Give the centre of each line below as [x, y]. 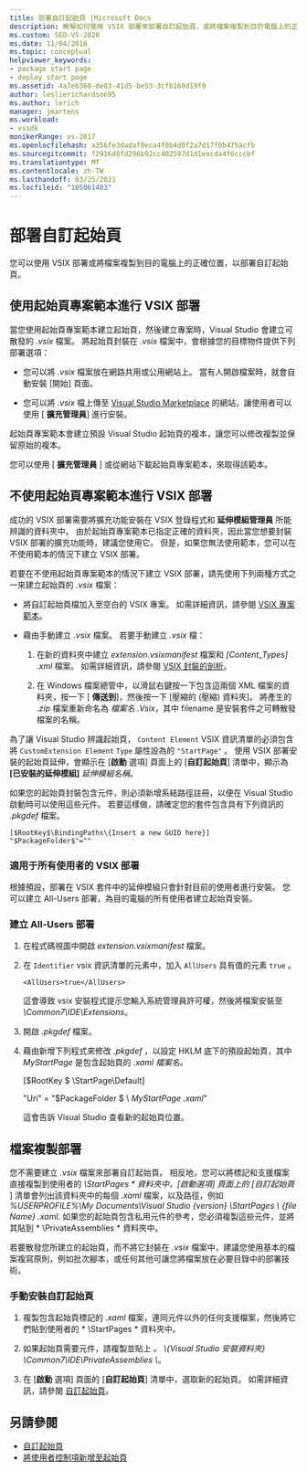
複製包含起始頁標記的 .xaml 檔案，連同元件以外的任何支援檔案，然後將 [155, 1318]
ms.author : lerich [44, 103]
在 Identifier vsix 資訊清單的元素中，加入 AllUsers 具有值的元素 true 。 [159, 966]
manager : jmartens [44, 111]
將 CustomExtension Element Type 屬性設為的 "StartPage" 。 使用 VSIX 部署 [149, 750]
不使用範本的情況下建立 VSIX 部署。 [77, 554]
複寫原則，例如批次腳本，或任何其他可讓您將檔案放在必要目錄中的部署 [149, 1259]
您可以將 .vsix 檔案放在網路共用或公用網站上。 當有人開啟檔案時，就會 [155, 372]
